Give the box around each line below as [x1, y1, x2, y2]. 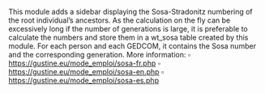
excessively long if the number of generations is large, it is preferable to [8, 24, 249, 33]
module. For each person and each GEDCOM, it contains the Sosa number [8, 41, 257, 51]
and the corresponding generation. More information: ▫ [8, 50, 191, 59]
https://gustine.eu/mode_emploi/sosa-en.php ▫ [8, 67, 165, 76]
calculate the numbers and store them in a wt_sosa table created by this [8, 32, 249, 42]
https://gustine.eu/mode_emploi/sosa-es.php [8, 76, 160, 85]
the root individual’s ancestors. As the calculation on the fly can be [8, 15, 231, 25]
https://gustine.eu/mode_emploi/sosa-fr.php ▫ [8, 58, 160, 68]
